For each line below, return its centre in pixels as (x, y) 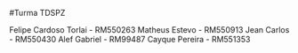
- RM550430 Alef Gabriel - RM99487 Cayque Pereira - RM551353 (130, 39)
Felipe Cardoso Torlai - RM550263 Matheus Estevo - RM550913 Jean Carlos (149, 30)
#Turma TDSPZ (37, 13)
